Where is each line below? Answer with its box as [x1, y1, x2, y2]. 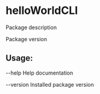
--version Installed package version [5, 81, 94, 88]
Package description [5, 24, 57, 31]
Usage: [5, 53, 34, 64]
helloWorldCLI [5, 4, 78, 18]
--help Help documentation [5, 69, 73, 76]
